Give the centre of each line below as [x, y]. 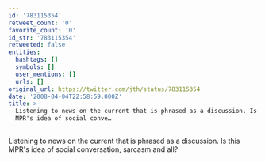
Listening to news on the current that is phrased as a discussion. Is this [124, 141]
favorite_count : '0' [42, 30]
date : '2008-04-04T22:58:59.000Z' [65, 96]
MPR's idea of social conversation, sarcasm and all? [93, 149]
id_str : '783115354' [42, 38]
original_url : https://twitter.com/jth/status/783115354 [104, 89]
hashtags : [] [37, 60]
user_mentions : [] [46, 74]
